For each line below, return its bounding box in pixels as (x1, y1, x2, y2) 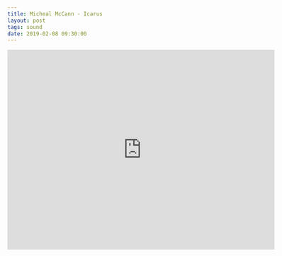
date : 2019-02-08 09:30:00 (7, 30, 87, 37)
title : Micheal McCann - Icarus (7, 10, 103, 18)
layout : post (7, 17, 46, 24)
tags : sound (7, 23, 43, 30)
